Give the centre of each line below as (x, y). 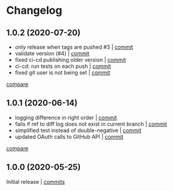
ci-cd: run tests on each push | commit (63, 66)
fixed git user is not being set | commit (62, 72)
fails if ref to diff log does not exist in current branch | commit (91, 124)
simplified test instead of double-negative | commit (78, 130)
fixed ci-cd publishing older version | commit (70, 60)
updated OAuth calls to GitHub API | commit (69, 136)
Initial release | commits (35, 181)
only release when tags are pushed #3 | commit (74, 47)
